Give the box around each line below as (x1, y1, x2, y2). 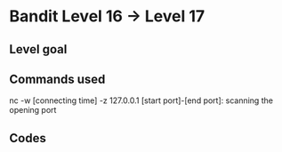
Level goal (9, 42, 68, 57)
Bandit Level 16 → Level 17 (9, 6, 205, 27)
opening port (9, 105, 57, 116)
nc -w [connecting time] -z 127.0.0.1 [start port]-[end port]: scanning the (9, 95, 274, 106)
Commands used (9, 71, 106, 86)
